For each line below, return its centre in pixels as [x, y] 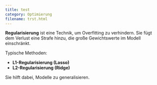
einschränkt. [18, 43]
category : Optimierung [29, 14]
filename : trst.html [27, 19]
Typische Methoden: [26, 53]
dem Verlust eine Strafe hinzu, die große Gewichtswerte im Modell [73, 38]
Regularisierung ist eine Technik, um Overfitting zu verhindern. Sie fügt [79, 33]
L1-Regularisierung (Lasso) [41, 63]
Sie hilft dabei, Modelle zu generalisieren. [47, 78]
